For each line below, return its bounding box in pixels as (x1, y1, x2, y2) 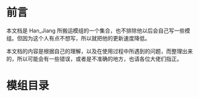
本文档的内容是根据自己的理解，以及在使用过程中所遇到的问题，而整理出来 (6, 47, 193, 55)
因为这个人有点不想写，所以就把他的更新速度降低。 (22, 34, 150, 41)
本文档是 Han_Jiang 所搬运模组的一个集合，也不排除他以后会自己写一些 (6, 27, 185, 34)
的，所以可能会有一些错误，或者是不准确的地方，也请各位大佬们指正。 (6, 55, 183, 62)
